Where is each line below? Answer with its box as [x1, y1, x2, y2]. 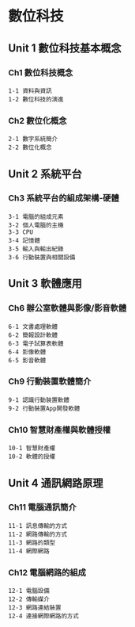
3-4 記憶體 [8, 236, 41, 244]
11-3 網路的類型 [8, 538, 56, 547]
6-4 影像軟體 [8, 348, 47, 356]
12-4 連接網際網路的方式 [8, 612, 79, 621]
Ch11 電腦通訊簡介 [8, 502, 77, 513]
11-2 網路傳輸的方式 [8, 530, 68, 538]
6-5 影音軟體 [8, 356, 47, 365]
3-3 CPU [8, 227, 34, 236]
